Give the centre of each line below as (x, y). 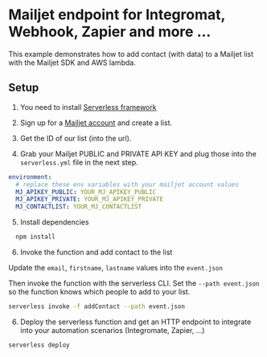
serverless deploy (39, 345)
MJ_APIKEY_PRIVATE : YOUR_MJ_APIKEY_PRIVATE (89, 199)
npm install (36, 237)
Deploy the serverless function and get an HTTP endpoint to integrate (136, 322)
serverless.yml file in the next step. (79, 162)
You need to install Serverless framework (88, 107)
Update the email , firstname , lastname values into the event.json (116, 268)
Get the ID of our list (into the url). (76, 138)
